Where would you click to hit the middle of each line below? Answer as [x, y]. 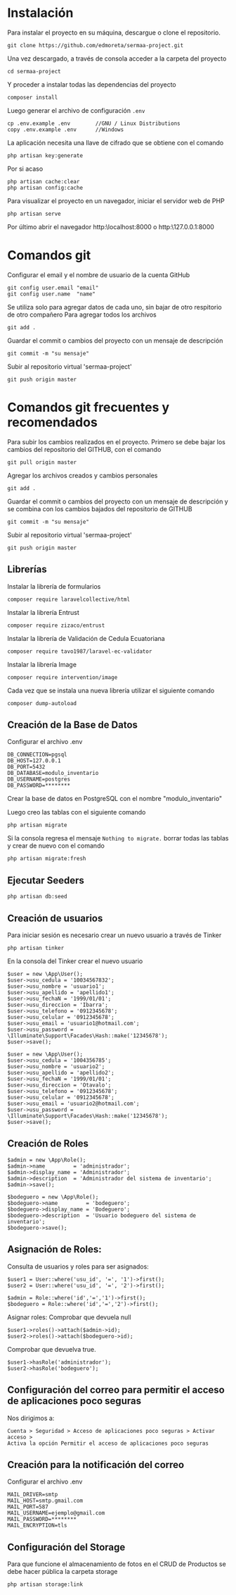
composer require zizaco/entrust [56, 625]
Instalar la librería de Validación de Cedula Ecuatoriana [86, 638]
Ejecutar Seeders [46, 880]
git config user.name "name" [52, 294]
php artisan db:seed [38, 897]
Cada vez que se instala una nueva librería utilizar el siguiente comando [111, 690]
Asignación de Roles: [54, 1249]
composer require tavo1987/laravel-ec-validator [80, 651]
